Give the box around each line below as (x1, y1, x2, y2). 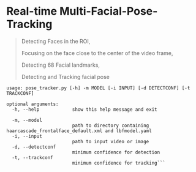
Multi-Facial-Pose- (59, 4, 158, 18)
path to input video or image (72, 138, 149, 144)
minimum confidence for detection (72, 149, 160, 155)
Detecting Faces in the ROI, (21, 37, 91, 45)
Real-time (6, 4, 58, 18)
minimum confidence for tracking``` (72, 160, 166, 166)
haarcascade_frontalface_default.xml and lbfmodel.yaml (6, 127, 152, 134)
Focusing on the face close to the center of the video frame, (21, 49, 173, 56)
